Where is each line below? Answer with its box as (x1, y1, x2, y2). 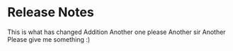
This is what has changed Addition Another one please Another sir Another (7, 28, 226, 36)
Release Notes (7, 4, 94, 21)
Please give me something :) (7, 35, 91, 43)
